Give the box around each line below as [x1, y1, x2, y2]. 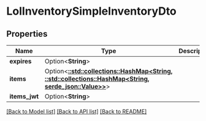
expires [9, 57, 32, 65]
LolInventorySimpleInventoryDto [6, 4, 177, 18]
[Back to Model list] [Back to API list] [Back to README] [6, 108, 147, 115]
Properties [6, 29, 48, 39]
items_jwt [9, 92, 39, 100]
